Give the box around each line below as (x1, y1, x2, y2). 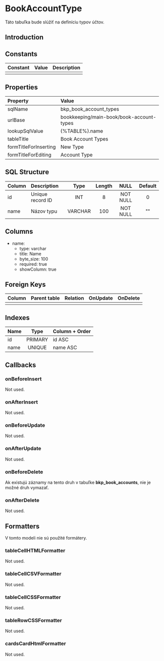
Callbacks (5, 361, 37, 369)
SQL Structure (5, 168, 49, 176)
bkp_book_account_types (60, 105, 120, 112)
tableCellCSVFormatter (5, 570, 62, 577)
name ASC (53, 344, 77, 351)
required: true (19, 261, 47, 267)
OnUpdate (88, 295, 113, 301)
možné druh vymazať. (5, 485, 49, 491)
